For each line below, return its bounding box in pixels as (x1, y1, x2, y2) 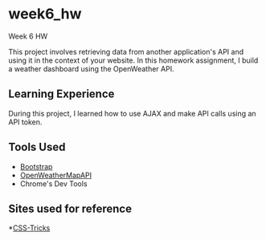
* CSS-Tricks (8, 223, 51, 233)
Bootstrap (19, 161, 53, 171)
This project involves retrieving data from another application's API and (8, 47, 244, 56)
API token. (8, 117, 43, 127)
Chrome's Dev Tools (19, 178, 88, 189)
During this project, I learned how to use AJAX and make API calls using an (8, 108, 256, 118)
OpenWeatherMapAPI (19, 170, 92, 180)
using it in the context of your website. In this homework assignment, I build (8, 55, 259, 65)
